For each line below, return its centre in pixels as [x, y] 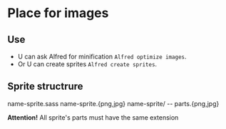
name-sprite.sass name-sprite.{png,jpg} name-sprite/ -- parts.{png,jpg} [113, 103]
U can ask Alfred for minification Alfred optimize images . [102, 56]
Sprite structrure [45, 87]
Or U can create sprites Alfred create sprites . [87, 64]
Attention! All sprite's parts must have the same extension [93, 117]
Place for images [58, 13]
